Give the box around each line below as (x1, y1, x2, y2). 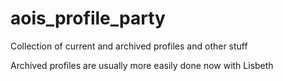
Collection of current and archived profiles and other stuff (10, 40, 248, 52)
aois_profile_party (10, 7, 166, 30)
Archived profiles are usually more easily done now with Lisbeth (10, 59, 274, 71)
